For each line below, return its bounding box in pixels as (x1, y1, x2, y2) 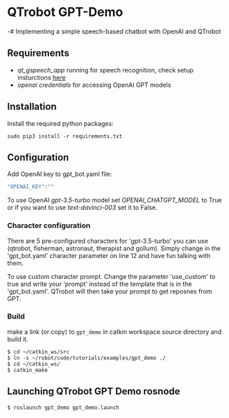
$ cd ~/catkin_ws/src (7, 348, 70, 355)
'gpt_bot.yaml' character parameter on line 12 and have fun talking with (7, 251, 210, 259)
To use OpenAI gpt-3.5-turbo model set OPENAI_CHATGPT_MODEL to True (7, 196, 222, 204)
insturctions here (17, 73, 66, 81)
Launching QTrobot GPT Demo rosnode (7, 385, 180, 397)
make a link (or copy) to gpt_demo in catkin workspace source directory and (7, 328, 222, 336)
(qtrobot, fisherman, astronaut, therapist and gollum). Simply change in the (7, 244, 221, 252)
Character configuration (7, 220, 91, 230)
